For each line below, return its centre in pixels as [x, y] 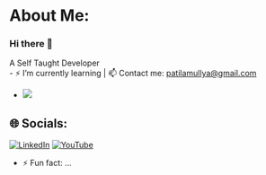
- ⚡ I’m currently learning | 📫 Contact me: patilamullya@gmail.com [133, 74]
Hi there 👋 [31, 44]
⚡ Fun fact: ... [47, 163]
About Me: [49, 16]
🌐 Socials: [39, 123]
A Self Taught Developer [55, 63]
